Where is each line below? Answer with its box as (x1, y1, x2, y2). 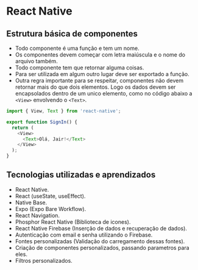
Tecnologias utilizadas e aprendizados (6, 170, 156, 180)
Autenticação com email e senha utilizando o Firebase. (15, 231, 153, 238)
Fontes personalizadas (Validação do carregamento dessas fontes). (15, 237, 185, 244)
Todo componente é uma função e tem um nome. (15, 44, 140, 52)
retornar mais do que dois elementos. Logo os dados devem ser (15, 83, 176, 91)
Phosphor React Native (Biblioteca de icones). (15, 218, 131, 226)
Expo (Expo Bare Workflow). (15, 205, 87, 212)
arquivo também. (15, 58, 58, 64)
